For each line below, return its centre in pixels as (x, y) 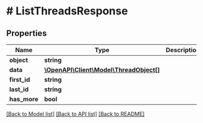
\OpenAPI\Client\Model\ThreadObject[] (102, 70)
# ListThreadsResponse (67, 11)
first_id (20, 79)
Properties (27, 33)
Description (183, 50)
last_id (19, 89)
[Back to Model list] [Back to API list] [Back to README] (76, 114)
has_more (24, 99)
